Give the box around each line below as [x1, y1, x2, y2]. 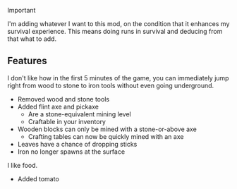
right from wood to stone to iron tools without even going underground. [7, 81, 214, 90]
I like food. [7, 161, 38, 169]
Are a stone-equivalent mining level [28, 109, 132, 118]
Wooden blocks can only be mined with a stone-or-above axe [17, 125, 197, 133]
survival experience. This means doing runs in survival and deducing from [7, 28, 223, 35]
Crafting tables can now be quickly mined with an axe [28, 132, 184, 140]
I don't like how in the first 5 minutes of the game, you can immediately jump [7, 73, 229, 82]
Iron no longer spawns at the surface [17, 147, 126, 156]
